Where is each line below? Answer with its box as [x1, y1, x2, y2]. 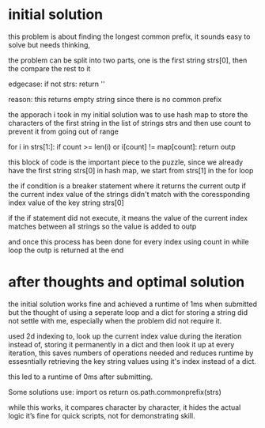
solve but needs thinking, [8, 40, 91, 49]
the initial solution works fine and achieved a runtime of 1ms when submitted [8, 299, 258, 309]
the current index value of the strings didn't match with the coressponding [8, 189, 251, 199]
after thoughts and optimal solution [8, 273, 245, 291]
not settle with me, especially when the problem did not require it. [8, 316, 222, 325]
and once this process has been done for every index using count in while [8, 237, 249, 246]
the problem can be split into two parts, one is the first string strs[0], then [8, 55, 248, 65]
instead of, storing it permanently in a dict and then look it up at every [8, 339, 235, 349]
